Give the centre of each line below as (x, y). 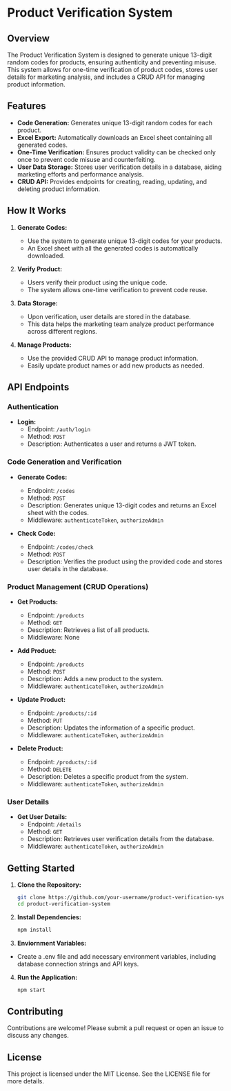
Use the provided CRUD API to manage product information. (113, 358)
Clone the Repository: (49, 885)
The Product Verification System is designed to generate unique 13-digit (110, 55)
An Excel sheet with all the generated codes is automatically (113, 248)
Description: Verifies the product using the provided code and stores (125, 561)
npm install (34, 930)
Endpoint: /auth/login (59, 429)
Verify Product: (40, 269)
